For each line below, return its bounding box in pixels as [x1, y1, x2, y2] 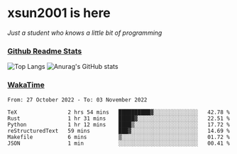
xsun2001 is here [7, 5, 111, 21]
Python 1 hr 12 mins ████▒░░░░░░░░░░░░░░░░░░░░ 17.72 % [7, 121, 231, 128]
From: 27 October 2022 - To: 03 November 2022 [7, 96, 148, 104]
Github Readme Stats [7, 46, 82, 56]
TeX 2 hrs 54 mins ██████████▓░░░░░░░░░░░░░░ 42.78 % [7, 109, 231, 116]
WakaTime [7, 80, 45, 90]
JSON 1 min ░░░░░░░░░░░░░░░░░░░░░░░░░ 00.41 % [7, 140, 231, 147]
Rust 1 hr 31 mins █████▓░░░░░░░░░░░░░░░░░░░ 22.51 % [7, 115, 231, 122]
